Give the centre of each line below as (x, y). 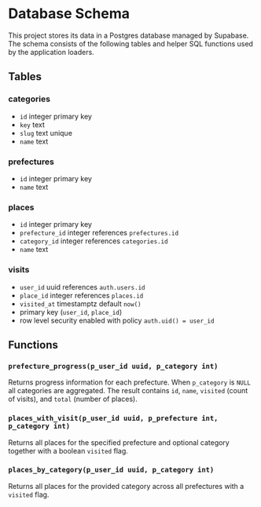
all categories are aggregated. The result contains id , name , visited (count (128, 391)
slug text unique (46, 133)
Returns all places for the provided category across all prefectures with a (126, 486)
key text (32, 124)
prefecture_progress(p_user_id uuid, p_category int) (113, 366)
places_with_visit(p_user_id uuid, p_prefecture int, (113, 418)
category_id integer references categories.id (94, 241)
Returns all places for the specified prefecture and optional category (119, 442)
